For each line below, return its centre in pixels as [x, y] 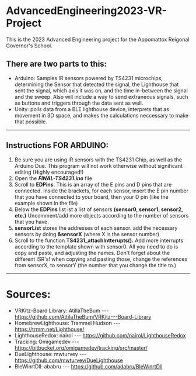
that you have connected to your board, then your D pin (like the [92, 196]
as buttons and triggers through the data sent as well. [79, 103]
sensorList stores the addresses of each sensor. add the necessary [96, 228]
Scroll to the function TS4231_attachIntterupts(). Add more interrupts [99, 240]
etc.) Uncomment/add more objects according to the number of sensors [101, 215]
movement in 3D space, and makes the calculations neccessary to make [101, 115]
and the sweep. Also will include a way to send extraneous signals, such [101, 96]
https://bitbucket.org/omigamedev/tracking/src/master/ [81, 348]
